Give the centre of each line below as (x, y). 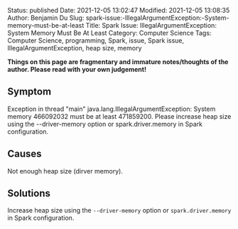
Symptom (29, 92)
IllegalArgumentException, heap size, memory (75, 48)
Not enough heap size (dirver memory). (65, 171)
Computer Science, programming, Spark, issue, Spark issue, (96, 41)
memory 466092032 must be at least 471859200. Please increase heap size (119, 116)
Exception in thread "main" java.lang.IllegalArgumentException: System (112, 109)
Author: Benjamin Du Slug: (46, 18)
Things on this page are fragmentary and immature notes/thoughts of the (118, 62)
